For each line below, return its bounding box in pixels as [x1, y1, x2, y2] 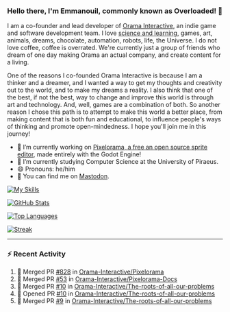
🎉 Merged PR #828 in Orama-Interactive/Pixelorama [16, 267, 164, 276]
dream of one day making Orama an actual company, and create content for [7, 51, 221, 59]
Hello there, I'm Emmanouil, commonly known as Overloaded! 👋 [7, 6, 223, 16]
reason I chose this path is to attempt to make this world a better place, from [7, 108, 222, 116]
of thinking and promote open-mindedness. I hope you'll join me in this [7, 123, 207, 131]
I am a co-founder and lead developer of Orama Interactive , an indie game [7, 22, 217, 30]
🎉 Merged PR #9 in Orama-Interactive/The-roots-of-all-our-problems [16, 296, 212, 304]
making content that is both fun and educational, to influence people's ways [7, 115, 221, 123]
